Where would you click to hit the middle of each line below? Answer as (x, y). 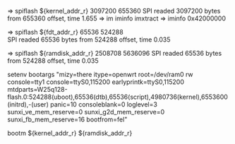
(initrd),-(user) (28, 104)
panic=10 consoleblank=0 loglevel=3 (104, 104)
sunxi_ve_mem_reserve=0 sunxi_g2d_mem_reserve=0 (86, 112)
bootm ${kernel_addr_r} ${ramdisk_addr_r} (70, 133)
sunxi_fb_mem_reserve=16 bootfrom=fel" (67, 119)
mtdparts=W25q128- (38, 89)
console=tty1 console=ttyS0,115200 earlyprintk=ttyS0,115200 (96, 82)
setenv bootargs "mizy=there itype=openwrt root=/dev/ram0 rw (100, 74)
